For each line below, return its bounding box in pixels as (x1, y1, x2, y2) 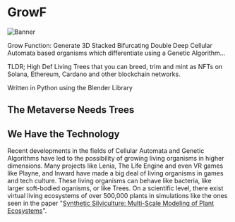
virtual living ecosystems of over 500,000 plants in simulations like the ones (7, 192, 228, 200)
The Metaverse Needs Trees (7, 104, 135, 116)
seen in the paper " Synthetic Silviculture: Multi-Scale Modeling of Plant (7, 199, 214, 208)
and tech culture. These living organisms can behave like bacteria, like (7, 177, 212, 185)
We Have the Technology (7, 128, 120, 140)
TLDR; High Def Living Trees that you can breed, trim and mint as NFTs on (7, 62, 223, 70)
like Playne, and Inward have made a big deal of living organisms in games (7, 169, 224, 178)
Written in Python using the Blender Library (7, 83, 133, 92)
